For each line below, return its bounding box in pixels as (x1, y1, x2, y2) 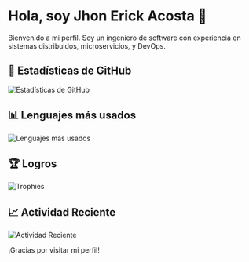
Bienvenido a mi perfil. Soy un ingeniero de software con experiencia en (8, 33, 241, 42)
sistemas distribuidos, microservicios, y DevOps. (8, 41, 167, 50)
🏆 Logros (8, 157, 57, 170)
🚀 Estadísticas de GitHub (8, 64, 132, 78)
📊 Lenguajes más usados (8, 109, 136, 122)
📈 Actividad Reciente (8, 206, 116, 219)
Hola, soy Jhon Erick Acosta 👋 (8, 7, 207, 25)
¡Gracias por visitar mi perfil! (8, 246, 100, 255)
